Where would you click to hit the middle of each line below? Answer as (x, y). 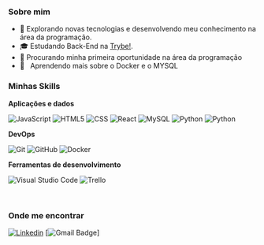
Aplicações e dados (41, 103)
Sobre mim (30, 12)
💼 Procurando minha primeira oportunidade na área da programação (131, 58)
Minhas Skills (34, 87)
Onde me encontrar (46, 215)
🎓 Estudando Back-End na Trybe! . (76, 46)
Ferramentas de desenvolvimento (65, 165)
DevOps (22, 134)
